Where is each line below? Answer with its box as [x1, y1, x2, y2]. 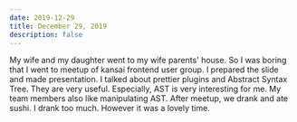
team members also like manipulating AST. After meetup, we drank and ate [9, 93, 288, 104]
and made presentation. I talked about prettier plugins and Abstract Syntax [9, 74, 288, 85]
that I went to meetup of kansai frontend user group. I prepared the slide [9, 64, 279, 75]
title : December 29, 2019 [9, 22, 107, 31]
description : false [9, 30, 83, 39]
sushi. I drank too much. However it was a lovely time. [9, 103, 210, 114]
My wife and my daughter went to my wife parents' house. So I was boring [9, 55, 287, 66]
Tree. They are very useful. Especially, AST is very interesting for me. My [9, 83, 282, 95]
